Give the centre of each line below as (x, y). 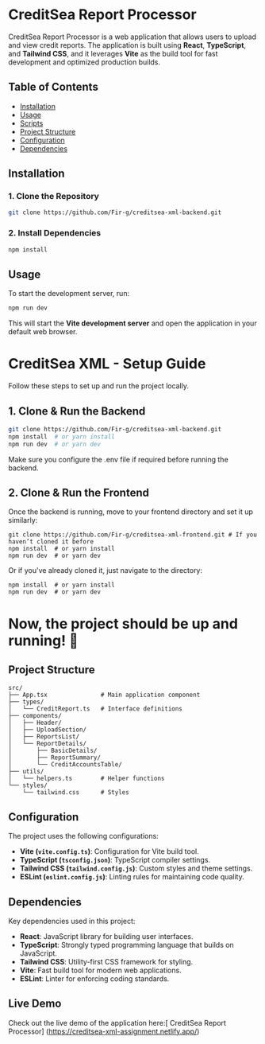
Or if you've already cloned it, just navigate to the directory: (106, 571)
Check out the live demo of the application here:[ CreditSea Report (117, 1023)
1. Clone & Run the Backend (77, 411)
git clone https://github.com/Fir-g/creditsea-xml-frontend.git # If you (133, 535)
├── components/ (35, 716)
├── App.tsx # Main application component (104, 695)
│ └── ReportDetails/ (48, 744)
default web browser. (43, 332)
